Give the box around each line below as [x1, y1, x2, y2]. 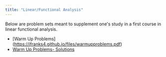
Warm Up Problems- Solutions [12, 46, 75, 52]
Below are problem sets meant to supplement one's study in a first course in [5, 21, 162, 27]
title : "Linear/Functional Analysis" [5, 7, 83, 12]
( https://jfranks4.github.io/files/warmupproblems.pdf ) [12, 41, 123, 47]
